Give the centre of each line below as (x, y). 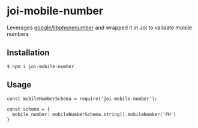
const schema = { (28, 109)
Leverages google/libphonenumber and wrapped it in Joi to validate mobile (100, 28)
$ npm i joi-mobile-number (40, 66)
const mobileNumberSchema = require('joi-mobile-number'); (82, 99)
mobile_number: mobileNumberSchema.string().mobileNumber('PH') (94, 114)
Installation (28, 53)
